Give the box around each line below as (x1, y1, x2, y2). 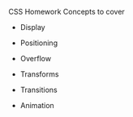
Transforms (19, 69, 59, 79)
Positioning (19, 38, 58, 48)
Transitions (19, 85, 58, 94)
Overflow (19, 54, 51, 63)
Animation (19, 101, 54, 110)
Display (19, 23, 46, 31)
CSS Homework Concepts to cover (8, 7, 126, 16)
